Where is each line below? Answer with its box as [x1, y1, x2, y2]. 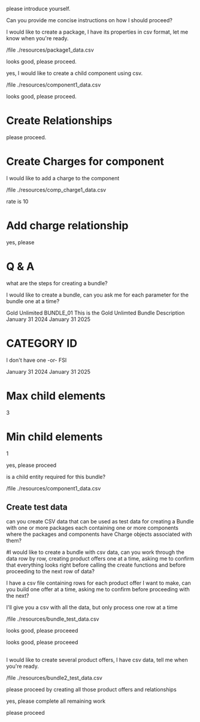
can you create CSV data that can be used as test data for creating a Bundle [6, 518, 194, 525]
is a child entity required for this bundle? [6, 473, 106, 480]
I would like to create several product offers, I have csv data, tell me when [6, 656, 188, 663]
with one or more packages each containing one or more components [6, 525, 178, 532]
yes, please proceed [6, 462, 57, 469]
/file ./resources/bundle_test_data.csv [6, 615, 99, 623]
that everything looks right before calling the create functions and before [6, 561, 186, 569]
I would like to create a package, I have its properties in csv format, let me [6, 28, 189, 35]
